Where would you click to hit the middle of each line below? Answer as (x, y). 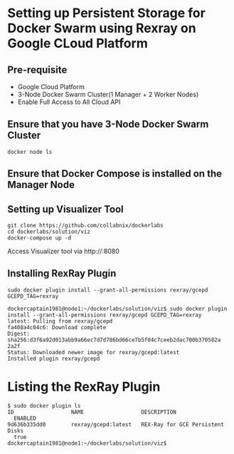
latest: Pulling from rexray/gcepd (60, 321)
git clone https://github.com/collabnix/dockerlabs (85, 226)
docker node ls (30, 152)
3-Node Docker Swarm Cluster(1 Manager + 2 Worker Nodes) (108, 94)
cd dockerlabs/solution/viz (49, 232)
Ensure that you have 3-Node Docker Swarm (108, 124)
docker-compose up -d (39, 238)
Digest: (19, 334)
